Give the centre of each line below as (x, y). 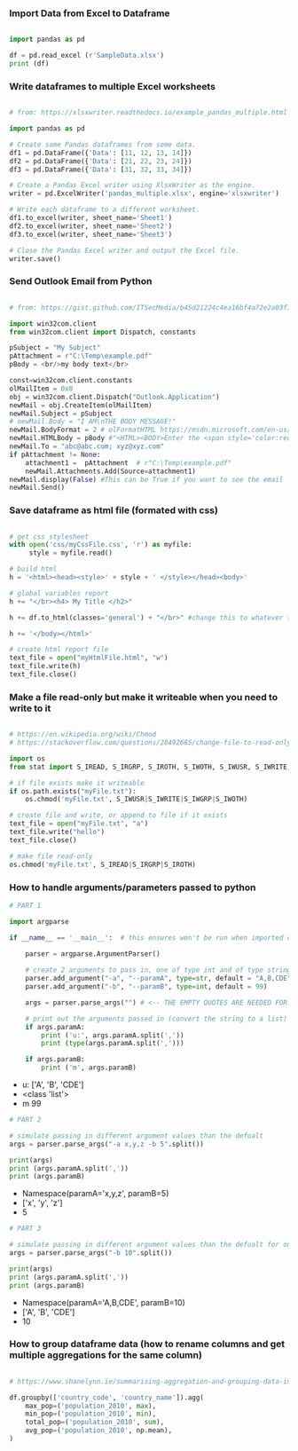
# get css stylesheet (49, 536)
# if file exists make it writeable (77, 783)
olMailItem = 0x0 (41, 389)
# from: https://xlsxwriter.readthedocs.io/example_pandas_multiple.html (149, 113)
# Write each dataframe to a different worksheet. (105, 210)
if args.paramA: (55, 1027)
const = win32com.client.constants (71, 381)
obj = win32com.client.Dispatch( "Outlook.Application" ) (114, 397)
